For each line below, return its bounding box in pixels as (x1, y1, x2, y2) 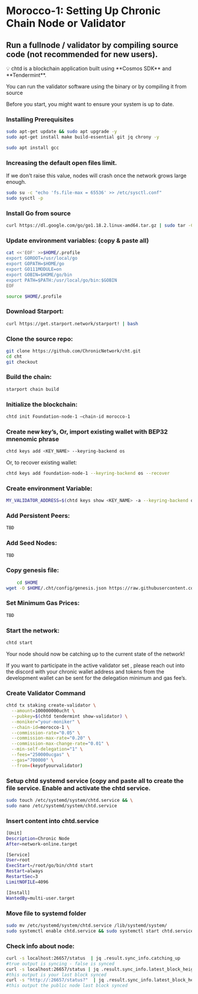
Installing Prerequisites (6, 115, 74, 123)
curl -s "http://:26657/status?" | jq (6, 977, 104, 983)
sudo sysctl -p (6, 196, 44, 202)
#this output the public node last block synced (6, 983, 128, 989)
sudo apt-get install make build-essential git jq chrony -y (6, 134, 160, 140)
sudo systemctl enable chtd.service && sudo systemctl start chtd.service (6, 928, 194, 934)
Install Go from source (6, 209, 71, 217)
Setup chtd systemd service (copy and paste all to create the (6, 777, 184, 785)
